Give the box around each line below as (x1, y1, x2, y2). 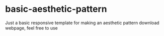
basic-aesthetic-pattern (5, 3, 107, 15)
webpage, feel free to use (5, 25, 58, 31)
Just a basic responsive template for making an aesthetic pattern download (5, 20, 160, 26)
